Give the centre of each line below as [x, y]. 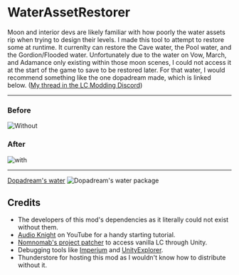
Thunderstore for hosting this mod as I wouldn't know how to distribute [122, 258]
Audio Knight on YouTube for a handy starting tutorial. [96, 235]
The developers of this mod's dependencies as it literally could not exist [123, 220]
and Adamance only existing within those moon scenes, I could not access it [119, 62]
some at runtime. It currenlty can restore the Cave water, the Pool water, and [119, 47]
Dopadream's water [36, 180]
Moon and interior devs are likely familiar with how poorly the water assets [116, 32]
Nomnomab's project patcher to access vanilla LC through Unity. [112, 242]
